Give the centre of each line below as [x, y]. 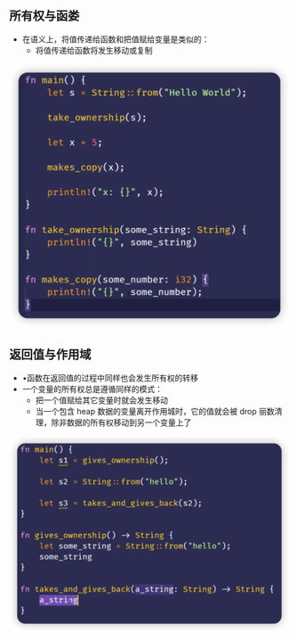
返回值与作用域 [50, 355]
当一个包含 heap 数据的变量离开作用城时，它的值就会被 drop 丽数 [155, 411]
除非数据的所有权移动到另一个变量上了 [121, 422]
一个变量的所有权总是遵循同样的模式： [92, 389]
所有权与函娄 [44, 16]
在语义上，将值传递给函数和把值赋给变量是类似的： [116, 39]
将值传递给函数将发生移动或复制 [94, 50]
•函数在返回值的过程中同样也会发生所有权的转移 [110, 378]
